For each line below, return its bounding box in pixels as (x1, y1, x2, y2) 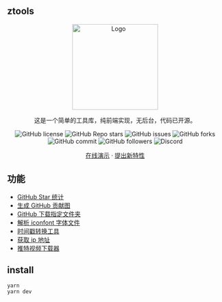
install (7, 264, 34, 276)
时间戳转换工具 (16, 227, 60, 235)
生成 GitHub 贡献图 (16, 201, 71, 210)
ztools (7, 5, 34, 17)
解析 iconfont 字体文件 (16, 218, 80, 227)
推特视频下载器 (16, 244, 60, 252)
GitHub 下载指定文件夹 (16, 210, 81, 218)
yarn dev (7, 288, 32, 295)
